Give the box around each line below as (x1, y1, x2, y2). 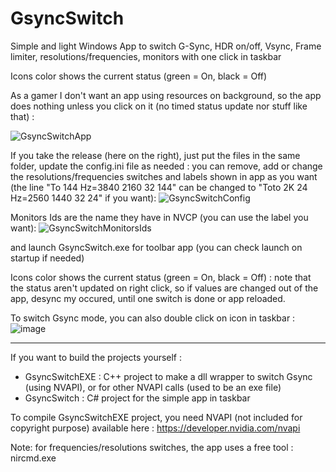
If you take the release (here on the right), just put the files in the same (10, 149, 301, 161)
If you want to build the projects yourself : (10, 351, 183, 363)
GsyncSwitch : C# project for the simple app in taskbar (24, 392, 251, 404)
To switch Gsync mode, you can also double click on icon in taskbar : (10, 312, 296, 324)
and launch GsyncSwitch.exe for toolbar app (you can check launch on (10, 241, 303, 253)
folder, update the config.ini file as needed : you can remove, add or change (10, 160, 323, 172)
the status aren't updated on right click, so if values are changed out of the (10, 282, 319, 294)
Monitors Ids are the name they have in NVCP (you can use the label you (10, 211, 309, 223)
